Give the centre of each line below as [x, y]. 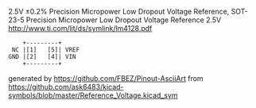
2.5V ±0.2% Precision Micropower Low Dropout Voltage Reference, [119, 12]
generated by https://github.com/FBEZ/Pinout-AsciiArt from [106, 78]
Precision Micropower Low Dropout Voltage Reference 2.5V [124, 20]
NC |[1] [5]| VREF [46, 50]
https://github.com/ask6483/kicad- [66, 87]
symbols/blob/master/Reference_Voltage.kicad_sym [93, 95]
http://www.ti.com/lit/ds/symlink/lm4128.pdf [80, 28]
